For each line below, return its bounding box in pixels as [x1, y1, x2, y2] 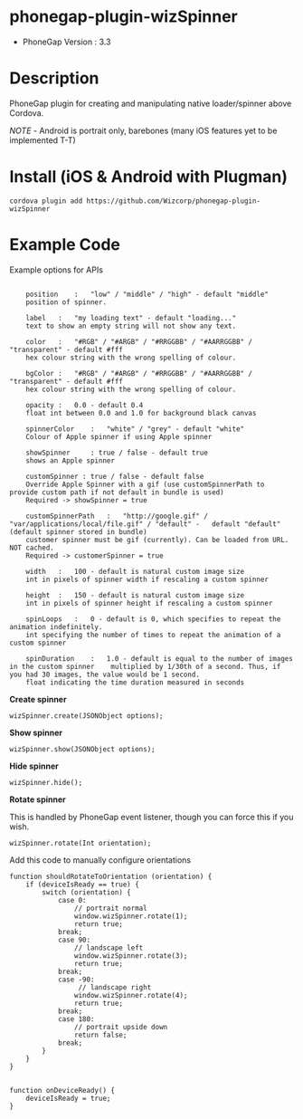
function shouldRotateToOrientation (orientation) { [9, 872, 213, 881]
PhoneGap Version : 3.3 [22, 36, 111, 47]
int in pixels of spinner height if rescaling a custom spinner [25, 598, 273, 607]
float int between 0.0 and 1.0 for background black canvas [25, 408, 257, 417]
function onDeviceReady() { [9, 1086, 116, 1095]
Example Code [9, 234, 120, 254]
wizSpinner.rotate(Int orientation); [9, 838, 152, 847]
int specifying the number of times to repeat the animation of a [25, 630, 281, 639]
